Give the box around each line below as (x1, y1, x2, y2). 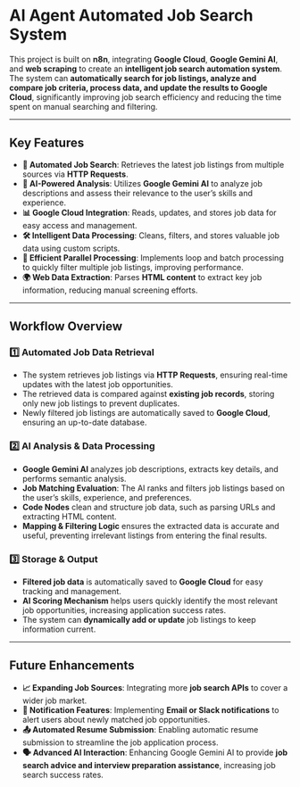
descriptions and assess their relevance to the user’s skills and (21, 187, 253, 198)
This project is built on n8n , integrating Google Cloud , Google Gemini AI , (9, 54, 279, 64)
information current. (21, 624, 96, 634)
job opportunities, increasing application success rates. (21, 605, 227, 616)
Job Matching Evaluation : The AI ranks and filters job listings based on (21, 483, 286, 493)
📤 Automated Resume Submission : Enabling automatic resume (21, 724, 259, 734)
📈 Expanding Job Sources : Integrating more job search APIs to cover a (21, 682, 288, 692)
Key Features (9, 136, 85, 151)
